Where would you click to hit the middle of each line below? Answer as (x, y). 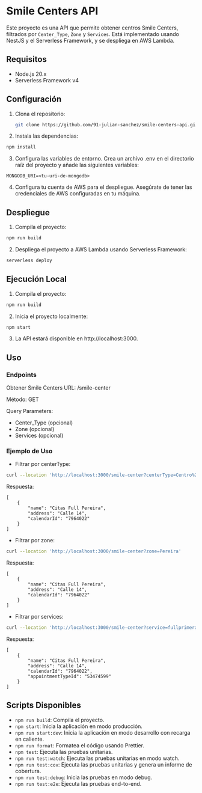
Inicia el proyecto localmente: (51, 316)
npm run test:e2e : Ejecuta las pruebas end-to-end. (78, 783)
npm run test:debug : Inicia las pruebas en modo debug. (84, 777)
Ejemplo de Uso (29, 451)
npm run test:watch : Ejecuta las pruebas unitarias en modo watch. (97, 758)
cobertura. (28, 771)
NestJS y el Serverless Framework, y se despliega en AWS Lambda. (90, 40)
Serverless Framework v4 (47, 80)
